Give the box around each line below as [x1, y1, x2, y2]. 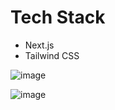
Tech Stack [10, 6, 106, 29]
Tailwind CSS [24, 49, 80, 61]
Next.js [24, 39, 55, 51]
